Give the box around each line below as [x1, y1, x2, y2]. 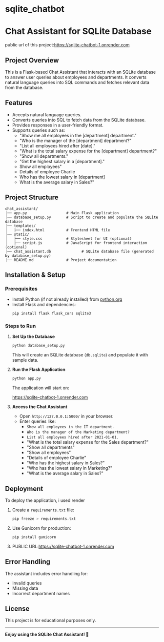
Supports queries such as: [12, 127, 65, 133]
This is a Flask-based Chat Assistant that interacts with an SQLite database [5, 69, 156, 75]
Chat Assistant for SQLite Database [5, 26, 152, 37]
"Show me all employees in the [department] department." [19, 132, 137, 138]
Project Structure [5, 193, 59, 202]
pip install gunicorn [12, 535, 56, 539]
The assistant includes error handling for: [5, 570, 88, 577]
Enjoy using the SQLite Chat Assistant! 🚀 [5, 631, 89, 638]
